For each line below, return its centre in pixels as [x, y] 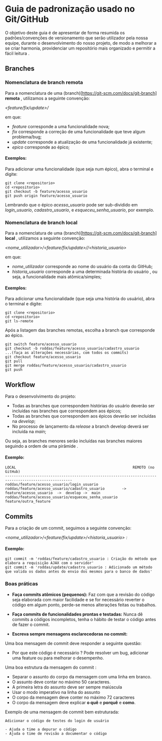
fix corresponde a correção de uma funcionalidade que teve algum [79, 132]
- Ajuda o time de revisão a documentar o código [56, 733]
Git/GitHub [27, 19]
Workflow [20, 385]
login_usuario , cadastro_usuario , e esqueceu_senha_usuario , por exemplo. [80, 210]
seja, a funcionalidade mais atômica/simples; [57, 277]
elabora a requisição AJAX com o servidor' [50, 563]
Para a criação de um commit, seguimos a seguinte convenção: [68, 528]
